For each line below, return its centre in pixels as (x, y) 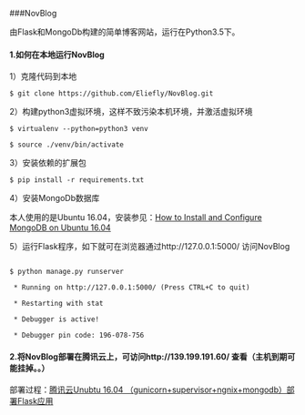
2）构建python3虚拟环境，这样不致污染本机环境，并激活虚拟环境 (131, 112)
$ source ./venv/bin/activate (67, 145)
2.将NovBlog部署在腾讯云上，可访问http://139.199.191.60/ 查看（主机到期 (148, 356)
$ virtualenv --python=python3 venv (79, 129)
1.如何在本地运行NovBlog (57, 55)
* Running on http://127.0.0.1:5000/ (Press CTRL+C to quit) (132, 288)
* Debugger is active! (56, 319)
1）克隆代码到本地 (43, 76)
